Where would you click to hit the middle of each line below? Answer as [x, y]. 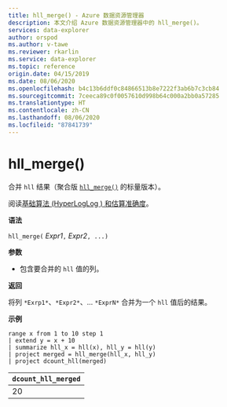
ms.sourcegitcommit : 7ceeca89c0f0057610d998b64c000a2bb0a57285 [114, 96]
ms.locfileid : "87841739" [50, 125]
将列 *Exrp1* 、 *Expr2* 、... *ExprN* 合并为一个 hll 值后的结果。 [110, 302]
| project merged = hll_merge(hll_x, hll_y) [82, 354]
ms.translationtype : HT [47, 103]
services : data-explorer [49, 30]
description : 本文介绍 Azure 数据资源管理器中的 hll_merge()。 [105, 23]
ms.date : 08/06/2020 [42, 81]
